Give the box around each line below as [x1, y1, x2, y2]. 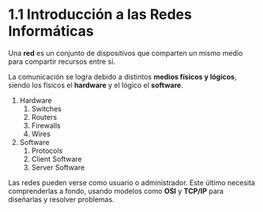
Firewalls [31, 121, 61, 130]
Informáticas [8, 22, 94, 40]
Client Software [31, 154, 82, 163]
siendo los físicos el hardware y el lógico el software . [8, 80, 183, 90]
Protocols [31, 146, 63, 155]
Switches [31, 104, 62, 113]
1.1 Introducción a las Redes [8, 6, 192, 24]
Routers [31, 112, 58, 121]
